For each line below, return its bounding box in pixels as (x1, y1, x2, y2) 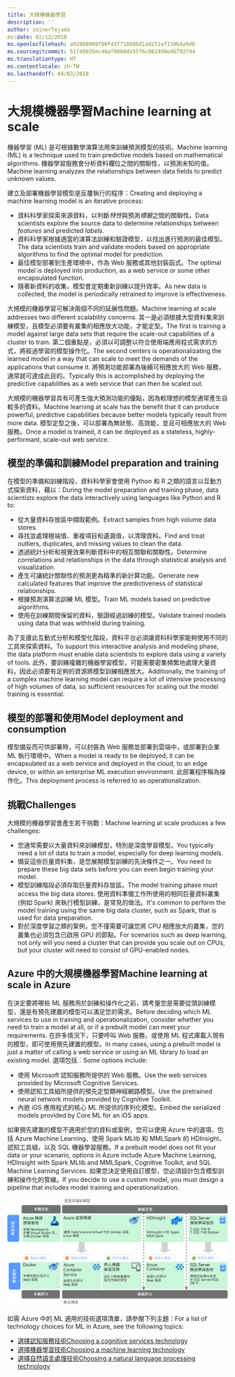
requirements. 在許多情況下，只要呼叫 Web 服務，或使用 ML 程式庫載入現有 (7, 1031, 225, 1039)
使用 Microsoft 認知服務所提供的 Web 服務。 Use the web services (17, 1071, 208, 1079)
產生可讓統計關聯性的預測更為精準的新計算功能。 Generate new (17, 571, 199, 580)
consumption (7, 723, 66, 735)
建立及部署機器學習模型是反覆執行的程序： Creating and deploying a (7, 189, 203, 197)
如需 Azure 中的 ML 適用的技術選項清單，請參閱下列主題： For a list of (7, 1315, 208, 1323)
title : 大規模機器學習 (7, 11, 66, 18)
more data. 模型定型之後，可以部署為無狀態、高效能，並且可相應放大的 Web (7, 418, 227, 427)
